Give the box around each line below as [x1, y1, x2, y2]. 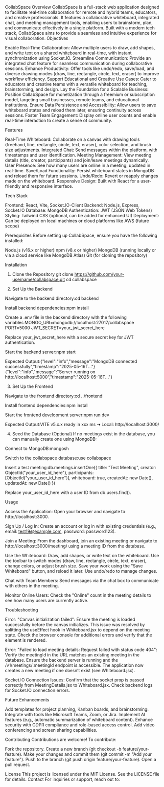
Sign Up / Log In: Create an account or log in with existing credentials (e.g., [5, 523, 157, 529]
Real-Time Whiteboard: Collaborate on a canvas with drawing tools [5, 136, 140, 142]
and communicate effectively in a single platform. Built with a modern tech [5, 25, 155, 31]
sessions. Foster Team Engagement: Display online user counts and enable [5, 112, 157, 118]
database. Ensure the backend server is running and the [5, 657, 118, 663]
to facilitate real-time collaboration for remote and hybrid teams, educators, [5, 9, 157, 15]
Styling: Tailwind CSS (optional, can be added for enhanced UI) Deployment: [5, 213, 159, 218]
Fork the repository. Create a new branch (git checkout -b [5, 746, 121, 752]
